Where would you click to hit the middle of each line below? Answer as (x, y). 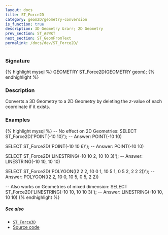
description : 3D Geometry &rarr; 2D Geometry (54, 29)
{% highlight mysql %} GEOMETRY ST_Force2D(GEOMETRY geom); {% (80, 72)
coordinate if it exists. (28, 107)
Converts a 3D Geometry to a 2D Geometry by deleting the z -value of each (84, 102)
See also (15, 209)
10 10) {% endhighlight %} (32, 197)
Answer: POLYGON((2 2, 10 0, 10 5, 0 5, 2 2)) (52, 177)
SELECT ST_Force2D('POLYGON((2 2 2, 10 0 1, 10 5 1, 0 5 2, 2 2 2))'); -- (80, 171)
